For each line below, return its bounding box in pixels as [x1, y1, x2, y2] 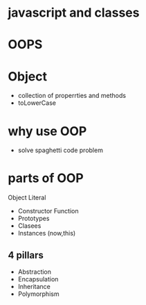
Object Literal [8, 193, 46, 202]
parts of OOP [8, 170, 84, 186]
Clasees [17, 222, 42, 230]
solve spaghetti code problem [17, 146, 103, 154]
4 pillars [8, 249, 44, 261]
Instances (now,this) [17, 229, 76, 238]
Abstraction [17, 267, 51, 276]
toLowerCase [17, 99, 56, 107]
